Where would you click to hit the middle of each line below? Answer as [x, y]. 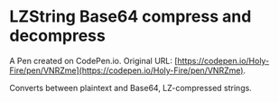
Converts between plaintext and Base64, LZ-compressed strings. [131, 88]
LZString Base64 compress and [130, 17]
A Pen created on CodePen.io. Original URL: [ [93, 60]
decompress [57, 36]
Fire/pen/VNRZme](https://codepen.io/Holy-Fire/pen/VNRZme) [126, 70]
